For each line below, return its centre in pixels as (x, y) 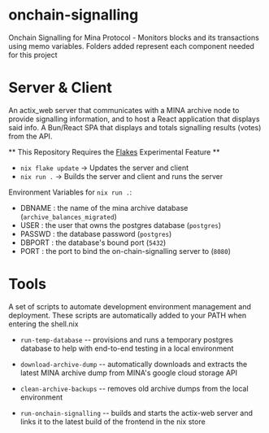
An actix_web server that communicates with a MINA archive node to (124, 110)
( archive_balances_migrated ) (68, 216)
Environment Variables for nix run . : (70, 192)
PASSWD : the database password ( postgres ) (96, 234)
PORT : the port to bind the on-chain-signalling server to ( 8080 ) (126, 251)
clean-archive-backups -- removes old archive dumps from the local (134, 388)
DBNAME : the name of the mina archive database (104, 208)
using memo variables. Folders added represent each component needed (131, 46)
